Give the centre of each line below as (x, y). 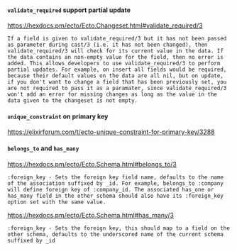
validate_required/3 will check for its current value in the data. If (115, 51)
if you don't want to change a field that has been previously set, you (117, 82)
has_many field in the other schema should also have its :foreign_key (115, 196)
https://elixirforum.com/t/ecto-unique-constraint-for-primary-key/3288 (111, 132)
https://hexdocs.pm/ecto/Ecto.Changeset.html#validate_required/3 (105, 26)
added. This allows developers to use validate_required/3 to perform (114, 64)
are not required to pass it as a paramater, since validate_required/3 (117, 89)
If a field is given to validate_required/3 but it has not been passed (117, 39)
